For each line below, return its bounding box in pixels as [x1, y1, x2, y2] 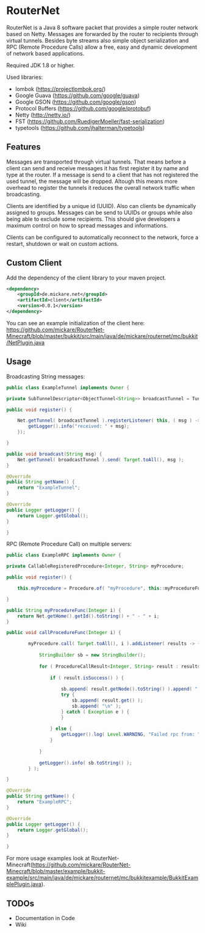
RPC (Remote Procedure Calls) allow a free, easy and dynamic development [6, 43, 197, 51]
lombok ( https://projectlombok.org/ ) [15, 85, 106, 92]
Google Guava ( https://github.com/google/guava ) [15, 92, 140, 99]
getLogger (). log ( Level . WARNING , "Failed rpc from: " [60, 732, 201, 738]
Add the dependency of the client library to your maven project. [6, 274, 167, 281]
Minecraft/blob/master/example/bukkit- [6, 868, 106, 875]
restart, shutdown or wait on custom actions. [6, 240, 119, 247]
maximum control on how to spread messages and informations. [6, 222, 168, 229]
